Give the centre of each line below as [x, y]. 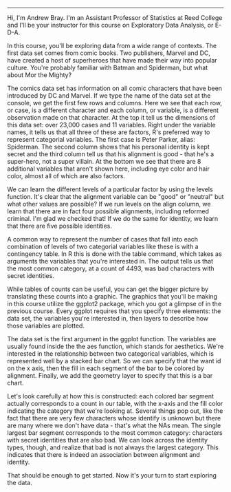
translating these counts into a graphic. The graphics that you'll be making [112, 296]
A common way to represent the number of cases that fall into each [102, 239]
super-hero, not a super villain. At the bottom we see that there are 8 [104, 161]
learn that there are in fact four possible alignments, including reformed [108, 211]
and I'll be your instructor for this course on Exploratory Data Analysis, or [110, 25]
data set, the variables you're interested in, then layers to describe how [108, 318]
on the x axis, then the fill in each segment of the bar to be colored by [106, 368]
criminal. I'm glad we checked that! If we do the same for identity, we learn [113, 218]
